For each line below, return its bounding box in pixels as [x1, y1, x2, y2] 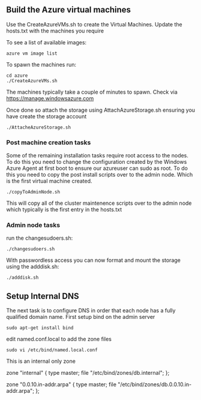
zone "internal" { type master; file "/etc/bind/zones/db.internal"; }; [6, 369, 170, 377]
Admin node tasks [6, 221, 61, 229]
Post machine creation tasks [6, 138, 91, 147]
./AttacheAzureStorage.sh [6, 124, 71, 130]
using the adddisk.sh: [6, 263, 59, 270]
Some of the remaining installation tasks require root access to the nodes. [6, 152, 189, 159]
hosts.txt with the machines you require [6, 27, 104, 34]
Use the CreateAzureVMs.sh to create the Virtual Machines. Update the [6, 20, 182, 28]
